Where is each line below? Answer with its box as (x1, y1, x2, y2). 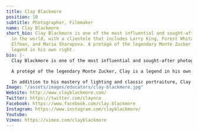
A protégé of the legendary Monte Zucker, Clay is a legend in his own (11, 68, 192, 74)
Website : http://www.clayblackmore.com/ (6, 90, 107, 96)
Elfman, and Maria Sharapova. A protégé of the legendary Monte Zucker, (11, 42, 194, 48)
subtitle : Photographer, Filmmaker (6, 19, 94, 25)
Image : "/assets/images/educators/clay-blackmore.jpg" (6, 84, 144, 90)
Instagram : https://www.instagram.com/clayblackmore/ (6, 106, 141, 112)
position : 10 (6, 14, 38, 20)
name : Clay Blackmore (6, 25, 60, 31)
